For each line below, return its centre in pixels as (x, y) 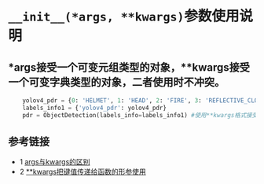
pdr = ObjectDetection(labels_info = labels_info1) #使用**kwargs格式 (134, 115)
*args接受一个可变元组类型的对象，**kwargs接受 (129, 67)
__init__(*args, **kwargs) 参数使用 (124, 16)
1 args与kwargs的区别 (55, 162)
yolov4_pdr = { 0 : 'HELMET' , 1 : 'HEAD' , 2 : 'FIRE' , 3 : (112, 101)
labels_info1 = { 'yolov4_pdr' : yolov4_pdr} (95, 108)
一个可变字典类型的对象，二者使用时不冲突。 (117, 82)
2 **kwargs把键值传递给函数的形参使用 (83, 172)
